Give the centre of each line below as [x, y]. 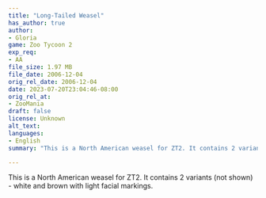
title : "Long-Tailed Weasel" [56, 15]
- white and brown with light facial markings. [81, 186]
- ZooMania [26, 104]
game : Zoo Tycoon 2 [40, 45]
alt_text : [25, 126]
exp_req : [23, 52]
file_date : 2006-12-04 [46, 74]
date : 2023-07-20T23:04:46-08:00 [63, 89]
